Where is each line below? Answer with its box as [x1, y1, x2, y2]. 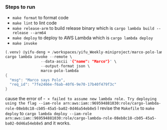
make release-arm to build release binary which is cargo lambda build [12, 25, 155, 31]
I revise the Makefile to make [97, 105, 155, 111]
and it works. [44, 120, 71, 126]
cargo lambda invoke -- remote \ [5, 55, 72, 60]
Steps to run [5, 3, 36, 10]
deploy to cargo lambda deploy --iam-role [5, 111, 92, 117]
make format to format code [12, 15, 69, 21]
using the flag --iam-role [5, 101, 61, 106]
